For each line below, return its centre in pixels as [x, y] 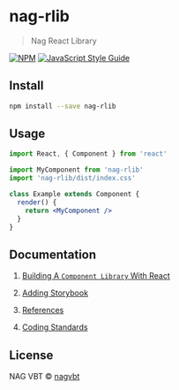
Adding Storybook [55, 293]
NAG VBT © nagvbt [45, 377]
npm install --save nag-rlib [63, 106]
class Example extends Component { [75, 195]
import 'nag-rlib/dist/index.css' [73, 179]
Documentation [53, 254]
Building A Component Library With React [96, 276]
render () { [37, 202]
